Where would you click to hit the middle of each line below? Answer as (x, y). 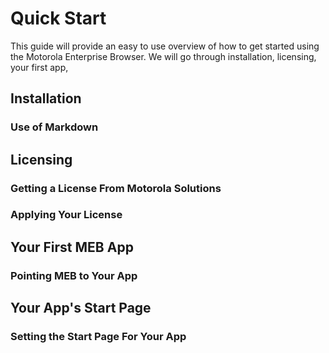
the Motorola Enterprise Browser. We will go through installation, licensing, (163, 56)
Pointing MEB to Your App (74, 275)
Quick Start (58, 18)
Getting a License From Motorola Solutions (116, 188)
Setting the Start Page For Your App (98, 337)
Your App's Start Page (81, 308)
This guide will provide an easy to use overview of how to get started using (165, 46)
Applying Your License (66, 215)
